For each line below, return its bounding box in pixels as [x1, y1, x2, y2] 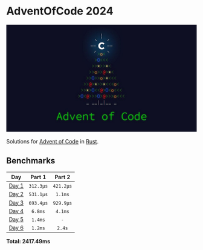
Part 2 [54, 173, 71, 180]
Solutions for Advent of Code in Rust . [6, 138, 98, 145]
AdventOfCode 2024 [6, 4, 114, 18]
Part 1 [30, 173, 47, 180]
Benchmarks [6, 156, 56, 166]
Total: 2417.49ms [6, 237, 50, 245]
